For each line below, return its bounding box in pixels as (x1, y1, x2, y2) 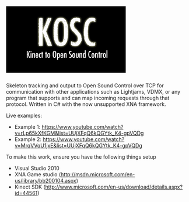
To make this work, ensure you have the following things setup (6, 153, 156, 160)
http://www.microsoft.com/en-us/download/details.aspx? (45, 183, 183, 190)
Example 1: (14, 123, 41, 130)
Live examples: (6, 112, 43, 119)
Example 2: (14, 135, 42, 143)
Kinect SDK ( (14, 183, 45, 190)
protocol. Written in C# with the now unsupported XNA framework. (6, 100, 166, 108)
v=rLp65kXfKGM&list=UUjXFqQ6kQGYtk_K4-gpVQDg (14, 129, 144, 136)
